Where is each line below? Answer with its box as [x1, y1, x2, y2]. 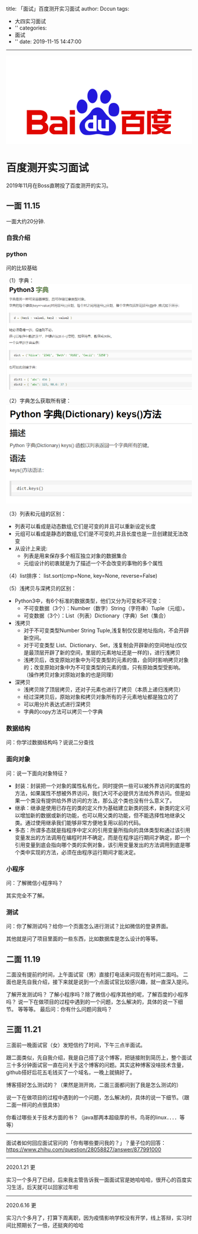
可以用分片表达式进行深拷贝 [23, 701, 91, 708]
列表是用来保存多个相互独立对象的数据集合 [23, 552, 127, 559]
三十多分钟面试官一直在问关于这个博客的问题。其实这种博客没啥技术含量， [6, 1061, 187, 1068]
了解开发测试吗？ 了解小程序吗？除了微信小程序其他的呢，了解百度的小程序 [6, 991, 189, 998]
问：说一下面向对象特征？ [6, 770, 68, 777]
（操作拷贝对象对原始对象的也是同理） [23, 671, 117, 678]
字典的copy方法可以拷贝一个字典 [23, 708, 103, 715]
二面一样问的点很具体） [6, 1101, 63, 1108]
